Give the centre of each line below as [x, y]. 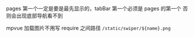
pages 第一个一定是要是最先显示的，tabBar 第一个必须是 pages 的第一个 [94, 8]
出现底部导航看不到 [39, 16]
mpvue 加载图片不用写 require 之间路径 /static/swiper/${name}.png [88, 28]
